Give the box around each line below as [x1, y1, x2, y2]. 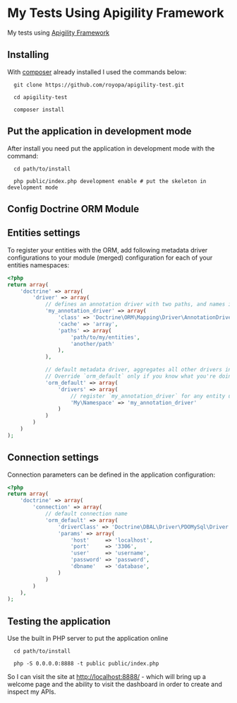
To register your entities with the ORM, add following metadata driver [7, 245, 208, 254]
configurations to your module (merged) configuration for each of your [7, 253, 213, 262]
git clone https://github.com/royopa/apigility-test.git [13, 81, 185, 88]
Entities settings [7, 227, 81, 239]
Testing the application [7, 615, 111, 627]
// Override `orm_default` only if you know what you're [44, 373, 217, 380]
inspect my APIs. [7, 687, 56, 696]
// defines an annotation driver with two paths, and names [44, 301, 226, 308]
